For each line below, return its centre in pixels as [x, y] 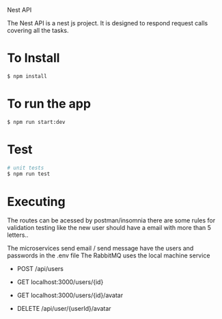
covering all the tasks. [38, 30]
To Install [33, 58]
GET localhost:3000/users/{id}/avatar [70, 295]
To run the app [49, 104]
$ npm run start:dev [37, 122]
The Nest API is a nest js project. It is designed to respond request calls [108, 23]
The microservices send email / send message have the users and [100, 248]
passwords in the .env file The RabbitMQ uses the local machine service [109, 255]
